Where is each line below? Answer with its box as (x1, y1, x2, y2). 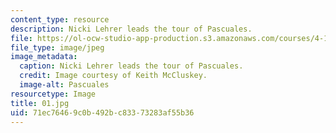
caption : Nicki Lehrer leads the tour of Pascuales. (19, 61, 244, 71)
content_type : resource (10, 14, 110, 25)
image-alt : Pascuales (19, 80, 110, 90)
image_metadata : (10, 52, 78, 62)
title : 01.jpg (10, 98, 70, 108)
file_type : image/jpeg (10, 42, 105, 53)
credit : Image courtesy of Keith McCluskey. (19, 71, 208, 81)
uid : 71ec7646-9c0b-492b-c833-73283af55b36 (10, 107, 195, 118)
